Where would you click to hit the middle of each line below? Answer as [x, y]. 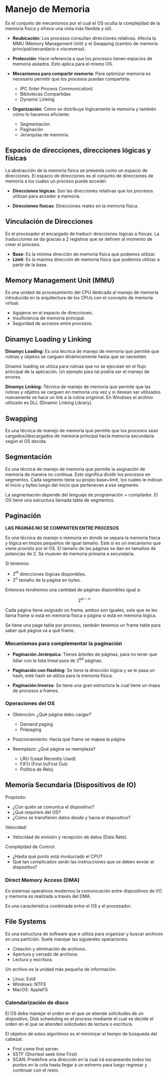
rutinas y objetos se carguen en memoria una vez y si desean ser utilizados [83, 392]
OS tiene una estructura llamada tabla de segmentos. [60, 500]
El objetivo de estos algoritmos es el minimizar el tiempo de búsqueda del [81, 1034]
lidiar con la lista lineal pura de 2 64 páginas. [57, 660]
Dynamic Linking [37, 99]
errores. [13, 377]
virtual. [12, 303]
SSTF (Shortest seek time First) [45, 1054]
